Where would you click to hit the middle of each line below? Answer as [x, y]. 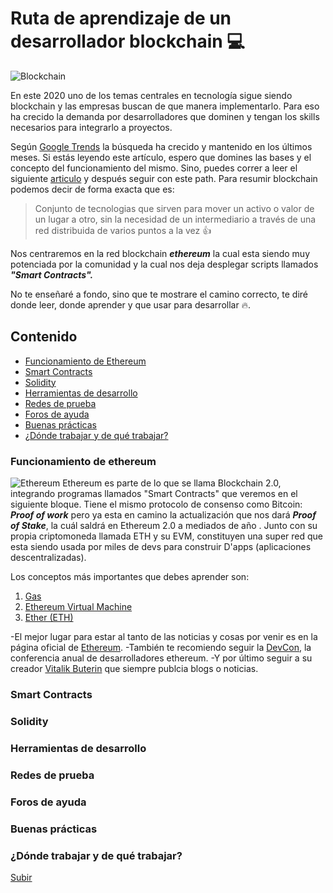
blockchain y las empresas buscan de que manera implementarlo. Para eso [165, 106]
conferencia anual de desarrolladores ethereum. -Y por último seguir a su [161, 658]
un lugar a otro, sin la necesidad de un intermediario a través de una [175, 219]
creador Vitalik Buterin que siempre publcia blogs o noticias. [134, 669]
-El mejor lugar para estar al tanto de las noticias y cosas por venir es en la [164, 637]
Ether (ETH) [49, 618]
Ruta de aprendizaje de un [121, 18]
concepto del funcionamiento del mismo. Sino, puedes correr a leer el [154, 168]
